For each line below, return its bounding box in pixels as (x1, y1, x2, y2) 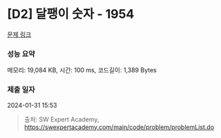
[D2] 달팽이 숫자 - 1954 (7, 6, 135, 22)
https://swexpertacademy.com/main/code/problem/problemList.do (23, 123, 215, 131)
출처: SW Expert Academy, (23, 115, 99, 124)
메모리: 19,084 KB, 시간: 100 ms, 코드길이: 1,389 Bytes (7, 66, 157, 74)
